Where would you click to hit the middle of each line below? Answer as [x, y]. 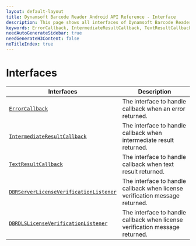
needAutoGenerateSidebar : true [44, 33]
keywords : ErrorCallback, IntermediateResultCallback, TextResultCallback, [100, 28]
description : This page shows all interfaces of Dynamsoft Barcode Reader [99, 22]
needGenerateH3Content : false [43, 39]
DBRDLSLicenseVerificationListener [58, 223]
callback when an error [154, 109]
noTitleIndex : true [30, 44]
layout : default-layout [35, 11]
